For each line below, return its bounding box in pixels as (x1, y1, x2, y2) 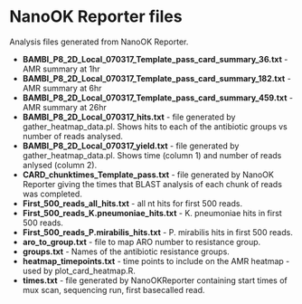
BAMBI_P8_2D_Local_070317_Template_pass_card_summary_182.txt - (22, 72, 291, 83)
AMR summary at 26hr (22, 101, 107, 112)
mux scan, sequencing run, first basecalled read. (22, 284, 205, 295)
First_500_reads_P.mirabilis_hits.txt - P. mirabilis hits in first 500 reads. (22, 226, 294, 237)
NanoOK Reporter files (9, 6, 183, 27)
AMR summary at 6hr (22, 82, 102, 93)
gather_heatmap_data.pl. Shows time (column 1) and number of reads (22, 149, 282, 160)
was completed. (22, 188, 83, 199)
